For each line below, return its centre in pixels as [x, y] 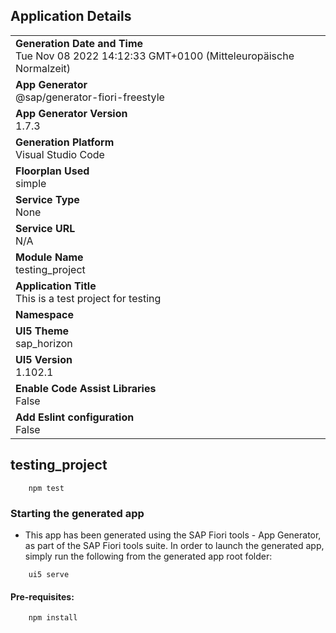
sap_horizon [44, 343]
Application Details [71, 16]
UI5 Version [44, 359]
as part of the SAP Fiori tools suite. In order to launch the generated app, [174, 545]
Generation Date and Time [79, 43]
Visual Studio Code [60, 154]
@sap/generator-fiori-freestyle [90, 97]
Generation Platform [65, 142]
